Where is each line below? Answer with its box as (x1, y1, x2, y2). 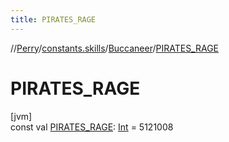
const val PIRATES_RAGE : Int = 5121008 (10, 121, 174, 133)
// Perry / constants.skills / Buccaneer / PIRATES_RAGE (10, 42, 220, 54)
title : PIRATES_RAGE (10, 14, 97, 25)
